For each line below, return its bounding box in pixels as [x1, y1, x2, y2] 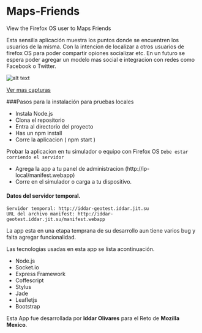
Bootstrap [15, 303, 40, 310]
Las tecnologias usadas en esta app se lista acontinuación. [6, 245, 155, 253]
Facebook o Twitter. [6, 62, 56, 70]
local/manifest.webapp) [15, 171, 75, 179]
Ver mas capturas [6, 86, 51, 93]
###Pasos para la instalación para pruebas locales [6, 98, 134, 105]
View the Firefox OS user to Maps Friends [6, 24, 111, 32]
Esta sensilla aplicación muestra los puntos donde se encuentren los [6, 36, 179, 43]
